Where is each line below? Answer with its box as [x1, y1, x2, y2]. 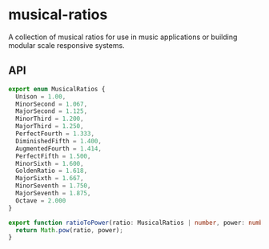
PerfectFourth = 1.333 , [15, 130, 94, 138]
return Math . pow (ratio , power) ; [15, 226, 124, 234]
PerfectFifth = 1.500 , [15, 152, 91, 160]
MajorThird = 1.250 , [15, 122, 84, 131]
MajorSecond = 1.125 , [15, 107, 88, 115]
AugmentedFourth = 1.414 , [15, 144, 102, 153]
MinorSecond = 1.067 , [15, 100, 88, 108]
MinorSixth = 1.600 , [15, 159, 84, 167]
